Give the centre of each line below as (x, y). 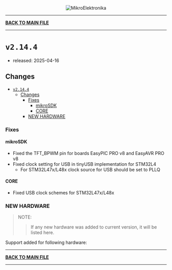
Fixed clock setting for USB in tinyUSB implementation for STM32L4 (84, 164)
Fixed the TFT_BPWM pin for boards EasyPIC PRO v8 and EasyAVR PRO (89, 153)
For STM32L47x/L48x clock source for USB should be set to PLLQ (90, 169)
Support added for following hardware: (46, 243)
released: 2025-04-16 (36, 60)
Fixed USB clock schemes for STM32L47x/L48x (63, 193)
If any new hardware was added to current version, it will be (94, 227)
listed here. (42, 233)
